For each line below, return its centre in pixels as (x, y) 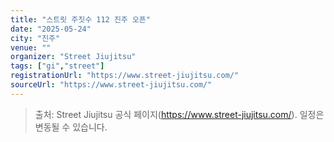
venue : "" (31, 47)
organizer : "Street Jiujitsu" (73, 57)
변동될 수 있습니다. (71, 127)
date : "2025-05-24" (51, 29)
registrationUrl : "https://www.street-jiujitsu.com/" (125, 76)
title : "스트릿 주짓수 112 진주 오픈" (80, 19)
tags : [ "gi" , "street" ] (57, 66)
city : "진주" (35, 38)
